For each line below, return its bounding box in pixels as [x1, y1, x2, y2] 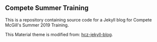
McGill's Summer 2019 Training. [5, 22, 69, 28]
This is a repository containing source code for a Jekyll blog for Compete [5, 17, 152, 22]
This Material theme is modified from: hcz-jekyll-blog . [5, 31, 113, 37]
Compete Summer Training [5, 4, 89, 12]
